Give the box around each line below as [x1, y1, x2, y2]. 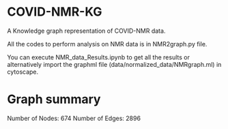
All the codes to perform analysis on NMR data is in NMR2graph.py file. [7, 40, 208, 48]
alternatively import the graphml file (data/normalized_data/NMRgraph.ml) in [7, 60, 222, 68]
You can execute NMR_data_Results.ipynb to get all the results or [7, 53, 190, 61]
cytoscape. [7, 68, 39, 76]
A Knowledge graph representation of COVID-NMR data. [7, 27, 166, 35]
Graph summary [7, 91, 101, 107]
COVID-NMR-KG [7, 4, 102, 20]
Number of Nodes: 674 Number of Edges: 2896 [7, 114, 141, 122]
